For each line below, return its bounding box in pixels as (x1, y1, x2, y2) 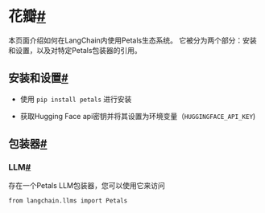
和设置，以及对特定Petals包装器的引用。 (8, 45, 143, 55)
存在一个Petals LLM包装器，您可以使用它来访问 (8, 181, 165, 190)
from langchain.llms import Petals (8, 197, 128, 205)
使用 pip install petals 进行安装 (19, 94, 132, 104)
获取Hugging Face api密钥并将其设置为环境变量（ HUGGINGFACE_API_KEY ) (19, 111, 256, 121)
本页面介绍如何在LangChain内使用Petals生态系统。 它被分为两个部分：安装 (8, 35, 257, 45)
